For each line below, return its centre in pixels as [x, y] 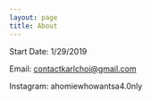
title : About [34, 26]
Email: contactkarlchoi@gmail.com [73, 69]
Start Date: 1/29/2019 [48, 51]
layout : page [34, 17]
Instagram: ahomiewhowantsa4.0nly [76, 86]
